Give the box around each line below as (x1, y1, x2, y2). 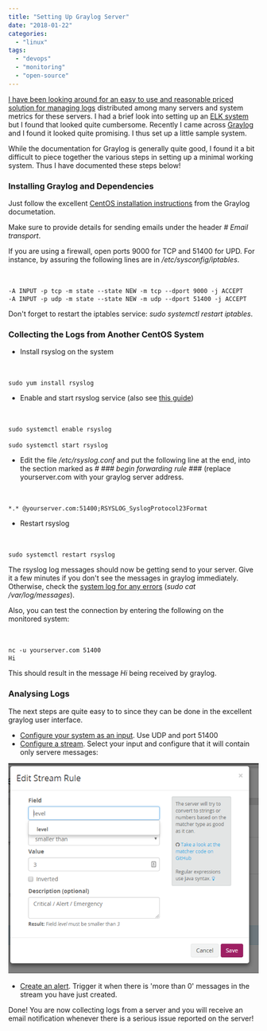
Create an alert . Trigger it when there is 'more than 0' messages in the (19, 982, 250, 991)
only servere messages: (19, 747, 99, 756)
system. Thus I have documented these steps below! (8, 160, 181, 170)
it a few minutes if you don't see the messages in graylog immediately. (8, 573, 238, 583)
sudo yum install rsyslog (8, 379, 94, 388)
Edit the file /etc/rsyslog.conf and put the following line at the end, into (19, 455, 251, 465)
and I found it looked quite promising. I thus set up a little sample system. (8, 128, 248, 138)
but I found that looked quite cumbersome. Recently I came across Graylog (8, 119, 254, 129)
